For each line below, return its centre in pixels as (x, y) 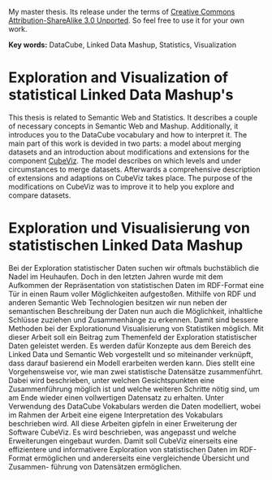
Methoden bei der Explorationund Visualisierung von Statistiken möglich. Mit (136, 328)
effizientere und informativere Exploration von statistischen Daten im (123, 449)
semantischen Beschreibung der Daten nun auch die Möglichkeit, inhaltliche (136, 311)
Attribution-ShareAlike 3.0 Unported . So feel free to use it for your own (127, 20)
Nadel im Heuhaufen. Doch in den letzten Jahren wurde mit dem (116, 277)
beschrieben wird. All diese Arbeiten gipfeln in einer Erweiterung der (123, 423)
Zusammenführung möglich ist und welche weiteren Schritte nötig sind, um (134, 389)
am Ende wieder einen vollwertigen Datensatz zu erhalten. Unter (117, 397)
